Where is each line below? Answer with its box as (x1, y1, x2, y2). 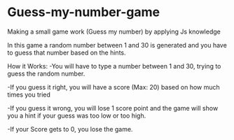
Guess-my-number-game (7, 4, 160, 20)
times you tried (7, 90, 51, 99)
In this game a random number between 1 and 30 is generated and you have (7, 41, 228, 49)
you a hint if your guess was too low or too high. (7, 111, 146, 120)
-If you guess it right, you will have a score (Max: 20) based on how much (7, 83, 221, 91)
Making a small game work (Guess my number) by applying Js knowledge (7, 27, 221, 36)
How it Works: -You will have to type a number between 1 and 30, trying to (7, 62, 221, 70)
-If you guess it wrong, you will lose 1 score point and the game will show (7, 104, 219, 112)
